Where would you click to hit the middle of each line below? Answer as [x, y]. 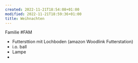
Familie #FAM [19, 32]
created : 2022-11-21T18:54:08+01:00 [42, 9]
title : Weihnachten [25, 18]
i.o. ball [19, 47]
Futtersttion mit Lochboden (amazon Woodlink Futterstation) [73, 42]
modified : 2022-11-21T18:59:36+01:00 [43, 14]
